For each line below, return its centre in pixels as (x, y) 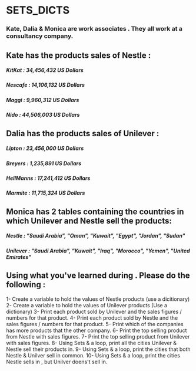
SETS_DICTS (38, 10)
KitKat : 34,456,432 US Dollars (45, 70)
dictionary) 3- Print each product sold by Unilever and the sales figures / (94, 311)
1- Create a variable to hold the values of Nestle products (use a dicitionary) (98, 299)
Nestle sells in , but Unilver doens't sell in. (57, 362)
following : (26, 285)
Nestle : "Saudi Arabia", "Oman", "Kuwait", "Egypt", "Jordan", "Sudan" (96, 236)
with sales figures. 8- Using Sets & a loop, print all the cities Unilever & (92, 343)
